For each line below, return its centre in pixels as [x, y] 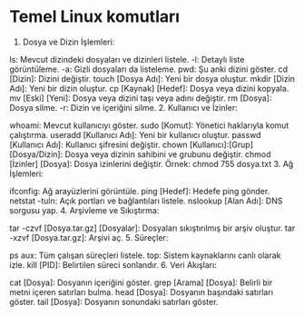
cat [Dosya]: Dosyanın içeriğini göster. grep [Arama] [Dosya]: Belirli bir [141, 282]
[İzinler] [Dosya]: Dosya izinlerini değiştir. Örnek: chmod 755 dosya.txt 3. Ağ [152, 163]
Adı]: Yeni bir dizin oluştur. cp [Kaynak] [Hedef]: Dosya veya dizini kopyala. [149, 88]
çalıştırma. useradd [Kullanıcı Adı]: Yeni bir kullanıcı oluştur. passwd [135, 134]
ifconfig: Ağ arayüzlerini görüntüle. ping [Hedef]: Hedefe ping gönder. [140, 191]
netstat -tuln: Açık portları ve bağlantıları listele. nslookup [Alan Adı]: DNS [146, 201]
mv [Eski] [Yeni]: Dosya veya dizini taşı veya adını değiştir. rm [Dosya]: [141, 98]
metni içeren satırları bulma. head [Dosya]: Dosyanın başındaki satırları [142, 291]
